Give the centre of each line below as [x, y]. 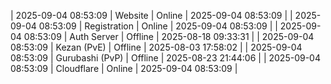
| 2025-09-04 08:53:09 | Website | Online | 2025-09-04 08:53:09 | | [151, 15]
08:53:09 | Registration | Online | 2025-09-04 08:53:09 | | [158, 26]
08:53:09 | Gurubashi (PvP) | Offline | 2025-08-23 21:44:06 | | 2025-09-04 [165, 58]
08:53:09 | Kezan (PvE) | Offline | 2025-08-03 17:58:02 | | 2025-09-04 [156, 47]
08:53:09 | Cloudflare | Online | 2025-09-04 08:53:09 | [124, 68]
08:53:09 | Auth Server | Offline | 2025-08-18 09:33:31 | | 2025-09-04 [169, 36]
